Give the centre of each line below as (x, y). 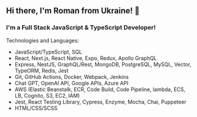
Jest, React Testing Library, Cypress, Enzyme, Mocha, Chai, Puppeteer (101, 102)
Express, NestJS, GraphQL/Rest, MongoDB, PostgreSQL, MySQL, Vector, (103, 64)
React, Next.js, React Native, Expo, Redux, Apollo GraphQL (86, 58)
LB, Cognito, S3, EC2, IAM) (47, 95)
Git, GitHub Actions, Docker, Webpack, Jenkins (72, 76)
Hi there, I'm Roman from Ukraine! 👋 (73, 11)
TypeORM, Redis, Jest (41, 71)
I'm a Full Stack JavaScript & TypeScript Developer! (81, 28)
